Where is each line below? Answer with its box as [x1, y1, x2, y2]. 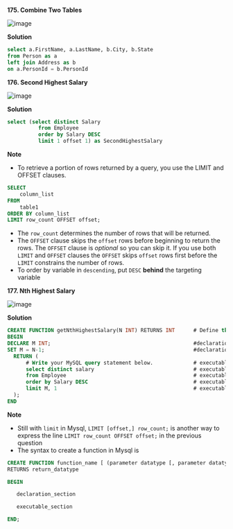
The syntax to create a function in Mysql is [17, 446, 139, 454]
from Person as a [7, 52, 58, 60]
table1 [19, 204, 39, 211]
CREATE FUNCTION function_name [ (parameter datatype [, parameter [7, 459, 207, 467]
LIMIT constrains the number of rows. [17, 259, 125, 267]
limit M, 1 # [25, 385, 197, 392]
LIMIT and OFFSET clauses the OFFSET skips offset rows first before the [17, 251, 218, 259]
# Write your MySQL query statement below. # [25, 359, 197, 366]
